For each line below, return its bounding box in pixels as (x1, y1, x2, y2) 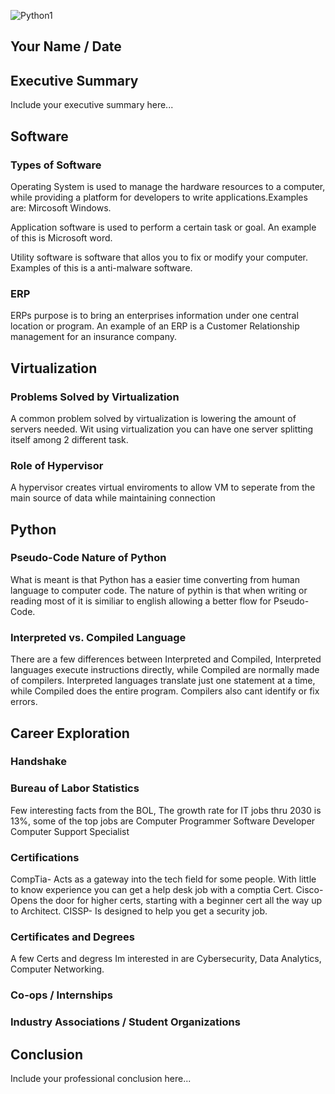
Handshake (10, 755, 67, 769)
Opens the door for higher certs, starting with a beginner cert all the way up (10, 895, 322, 907)
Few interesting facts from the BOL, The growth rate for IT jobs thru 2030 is (10, 804, 322, 816)
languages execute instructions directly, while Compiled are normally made (10, 664, 320, 676)
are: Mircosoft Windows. (10, 201, 112, 214)
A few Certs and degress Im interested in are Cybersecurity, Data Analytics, (10, 953, 322, 965)
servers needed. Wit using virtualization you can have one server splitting (10, 423, 314, 435)
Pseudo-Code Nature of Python (10, 551, 167, 565)
